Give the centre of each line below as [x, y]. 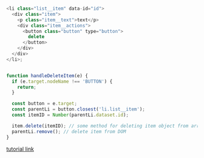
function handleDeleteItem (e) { [47, 76]
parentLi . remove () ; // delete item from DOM [69, 131]
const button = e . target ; [45, 104]
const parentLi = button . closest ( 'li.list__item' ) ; [79, 109]
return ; [27, 87]
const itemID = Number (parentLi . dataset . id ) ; [70, 115]
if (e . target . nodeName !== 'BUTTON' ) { [62, 81]
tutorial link [20, 149]
